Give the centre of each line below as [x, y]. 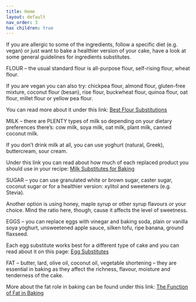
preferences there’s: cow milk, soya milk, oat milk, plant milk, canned [89, 127]
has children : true [30, 28]
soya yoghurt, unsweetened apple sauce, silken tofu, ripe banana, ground [95, 228]
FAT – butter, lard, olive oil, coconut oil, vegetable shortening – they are [91, 263]
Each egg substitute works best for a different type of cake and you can [93, 245]
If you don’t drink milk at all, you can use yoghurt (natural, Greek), [85, 145]
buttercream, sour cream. [37, 151]
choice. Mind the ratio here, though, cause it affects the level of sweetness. [97, 210]
